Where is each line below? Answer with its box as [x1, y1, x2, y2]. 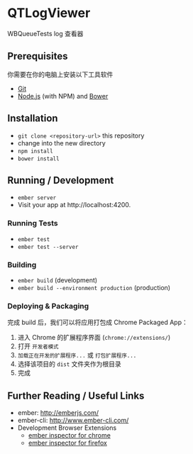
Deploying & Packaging [7, 301, 89, 311]
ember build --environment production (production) [17, 283, 171, 292]
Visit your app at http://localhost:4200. [17, 201, 131, 209]
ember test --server [17, 243, 79, 250]
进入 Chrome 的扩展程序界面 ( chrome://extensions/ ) [17, 333, 171, 342]
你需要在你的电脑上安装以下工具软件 [7, 70, 114, 79]
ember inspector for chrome [28, 431, 111, 440]
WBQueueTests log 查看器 [7, 29, 84, 38]
